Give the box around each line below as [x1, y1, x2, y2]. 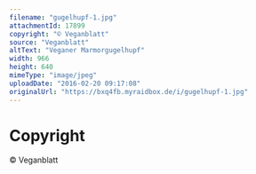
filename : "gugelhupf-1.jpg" [9, 12, 117, 22]
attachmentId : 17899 [9, 21, 86, 30]
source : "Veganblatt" [9, 37, 90, 47]
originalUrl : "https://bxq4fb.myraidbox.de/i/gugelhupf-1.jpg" [9, 87, 249, 96]
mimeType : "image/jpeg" [9, 71, 98, 80]
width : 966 [9, 54, 50, 63]
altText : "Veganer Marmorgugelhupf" [9, 46, 145, 55]
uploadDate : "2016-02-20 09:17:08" [9, 79, 141, 88]
